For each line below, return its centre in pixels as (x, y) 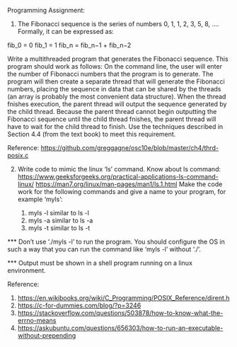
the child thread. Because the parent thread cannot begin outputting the (112, 112)
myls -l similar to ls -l (59, 213)
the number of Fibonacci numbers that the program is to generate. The (110, 74)
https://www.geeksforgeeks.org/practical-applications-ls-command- (118, 177)
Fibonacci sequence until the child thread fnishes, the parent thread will (112, 119)
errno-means (37, 320)
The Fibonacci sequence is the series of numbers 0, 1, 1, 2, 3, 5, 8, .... (118, 24)
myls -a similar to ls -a (60, 220)
